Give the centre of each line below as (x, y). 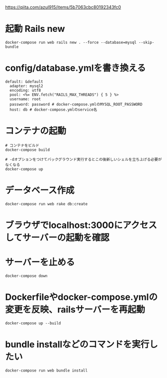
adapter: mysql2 (26, 86)
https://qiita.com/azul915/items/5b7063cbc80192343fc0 (63, 7)
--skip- (146, 42)
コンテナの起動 (36, 131)
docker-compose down (27, 276)
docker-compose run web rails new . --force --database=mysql (71, 42)
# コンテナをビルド (22, 145)
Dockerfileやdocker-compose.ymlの (82, 297)
